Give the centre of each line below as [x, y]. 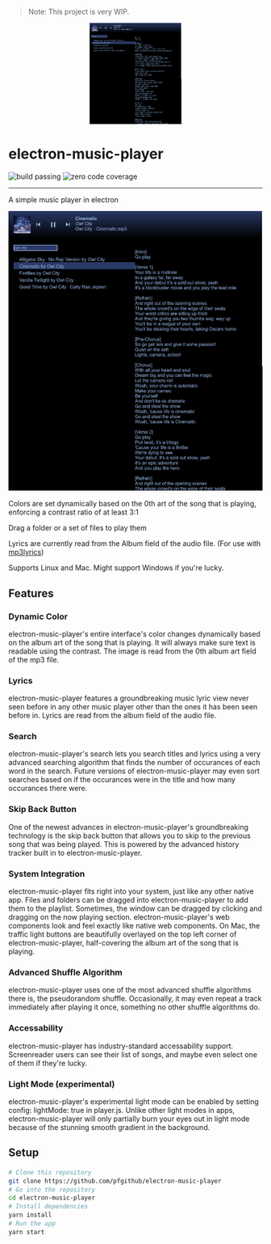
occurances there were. [48, 789]
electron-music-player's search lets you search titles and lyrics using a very [134, 754]
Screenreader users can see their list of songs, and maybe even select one [133, 1054]
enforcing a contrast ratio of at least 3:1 [74, 512]
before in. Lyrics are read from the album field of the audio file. [113, 716]
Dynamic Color [38, 616]
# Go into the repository [52, 1189]
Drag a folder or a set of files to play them [77, 528]
